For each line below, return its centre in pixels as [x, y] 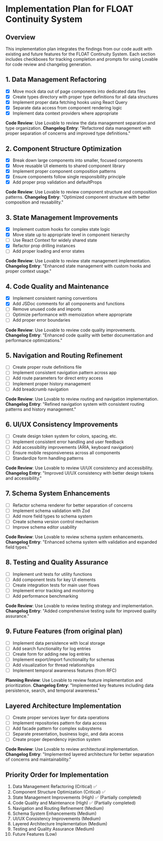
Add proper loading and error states [48, 251]
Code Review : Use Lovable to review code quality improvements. [71, 330]
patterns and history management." [41, 409]
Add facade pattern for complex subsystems [57, 729]
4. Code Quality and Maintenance [57, 286]
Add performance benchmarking [45, 596]
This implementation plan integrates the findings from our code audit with [79, 49]
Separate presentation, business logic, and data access [68, 734]
